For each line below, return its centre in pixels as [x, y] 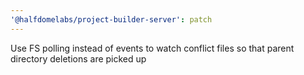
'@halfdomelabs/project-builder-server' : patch [111, 19]
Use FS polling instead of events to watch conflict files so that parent [152, 48]
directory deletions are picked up [78, 58]
